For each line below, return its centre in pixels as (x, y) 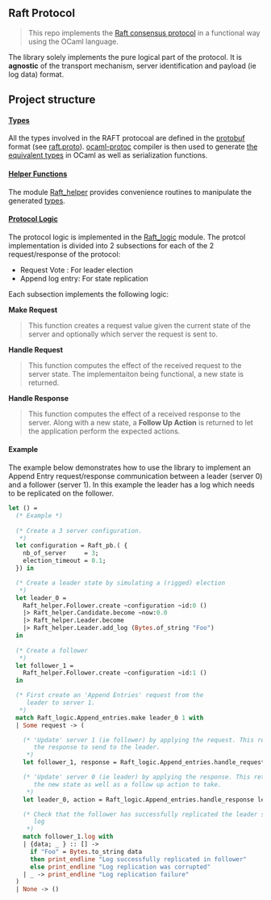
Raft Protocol (42, 13)
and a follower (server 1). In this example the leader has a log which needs (132, 485)
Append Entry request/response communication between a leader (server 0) (135, 476)
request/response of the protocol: (65, 254)
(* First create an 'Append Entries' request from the (110, 695)
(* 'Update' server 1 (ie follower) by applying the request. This (138, 740)
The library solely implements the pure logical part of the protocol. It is (125, 57)
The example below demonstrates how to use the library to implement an (130, 467)
